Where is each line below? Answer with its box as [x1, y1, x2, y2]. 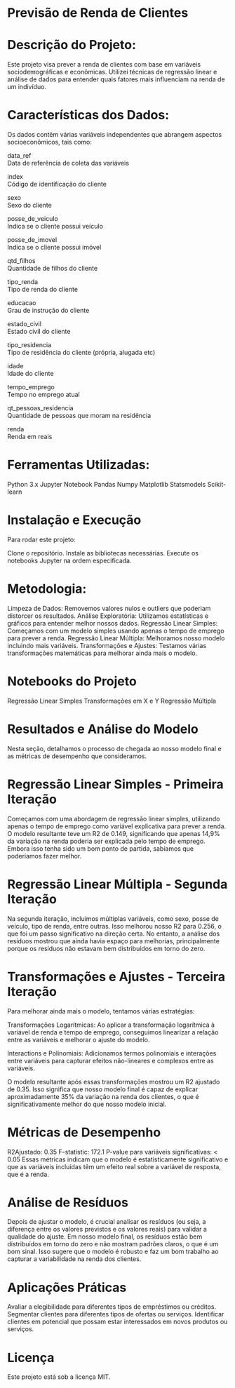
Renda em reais [7, 433, 53, 441]
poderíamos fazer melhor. [7, 851, 82, 860]
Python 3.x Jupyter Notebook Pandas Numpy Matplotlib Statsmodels [7, 480, 206, 488]
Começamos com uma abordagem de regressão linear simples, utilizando [7, 814, 220, 823]
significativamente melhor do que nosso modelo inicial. [7, 1100, 167, 1108]
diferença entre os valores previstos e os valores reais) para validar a [7, 1225, 207, 1234]
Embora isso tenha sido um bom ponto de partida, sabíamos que [7, 844, 194, 853]
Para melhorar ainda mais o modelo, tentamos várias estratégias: [7, 1006, 195, 1015]
